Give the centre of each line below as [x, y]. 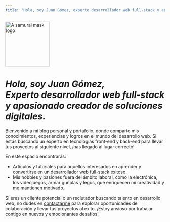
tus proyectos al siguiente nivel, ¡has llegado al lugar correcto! [70, 147]
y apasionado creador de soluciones [84, 105]
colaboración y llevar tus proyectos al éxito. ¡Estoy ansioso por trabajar [79, 208]
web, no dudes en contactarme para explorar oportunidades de [71, 203]
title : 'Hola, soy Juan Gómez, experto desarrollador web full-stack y [82, 10]
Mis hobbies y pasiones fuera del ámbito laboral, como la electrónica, [85, 177]
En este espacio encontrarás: [36, 156]
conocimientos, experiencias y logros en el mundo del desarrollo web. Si [81, 136]
